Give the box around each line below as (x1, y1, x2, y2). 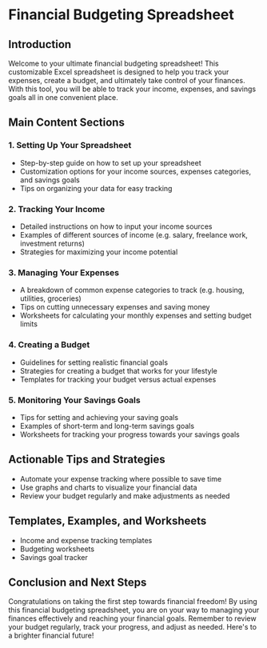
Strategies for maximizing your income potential (19, 246, 178, 257)
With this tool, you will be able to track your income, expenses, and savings (8, 84, 257, 94)
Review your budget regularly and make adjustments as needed (19, 490, 230, 501)
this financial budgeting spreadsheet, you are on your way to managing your (8, 606, 260, 615)
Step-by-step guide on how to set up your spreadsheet (19, 158, 201, 167)
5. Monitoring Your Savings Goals (8, 394, 141, 406)
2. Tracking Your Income (8, 203, 106, 214)
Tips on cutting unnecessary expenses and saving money (19, 302, 210, 312)
